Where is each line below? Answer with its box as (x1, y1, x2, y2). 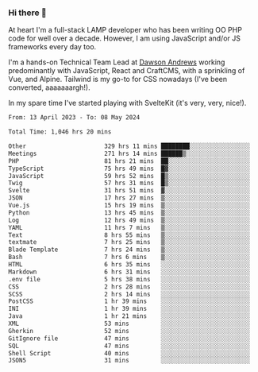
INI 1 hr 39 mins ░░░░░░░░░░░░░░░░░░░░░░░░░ (8, 305, 250, 313)
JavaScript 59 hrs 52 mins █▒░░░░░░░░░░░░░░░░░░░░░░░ (8, 172, 250, 180)
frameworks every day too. (8, 42, 97, 52)
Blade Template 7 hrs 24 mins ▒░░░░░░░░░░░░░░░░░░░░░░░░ (8, 246, 250, 254)
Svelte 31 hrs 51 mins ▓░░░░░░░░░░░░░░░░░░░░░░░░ (8, 187, 250, 195)
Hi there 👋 (8, 7, 48, 18)
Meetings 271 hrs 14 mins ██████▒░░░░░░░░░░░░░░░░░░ (8, 149, 250, 157)
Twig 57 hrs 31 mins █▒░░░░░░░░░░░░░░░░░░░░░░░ (8, 179, 250, 188)
